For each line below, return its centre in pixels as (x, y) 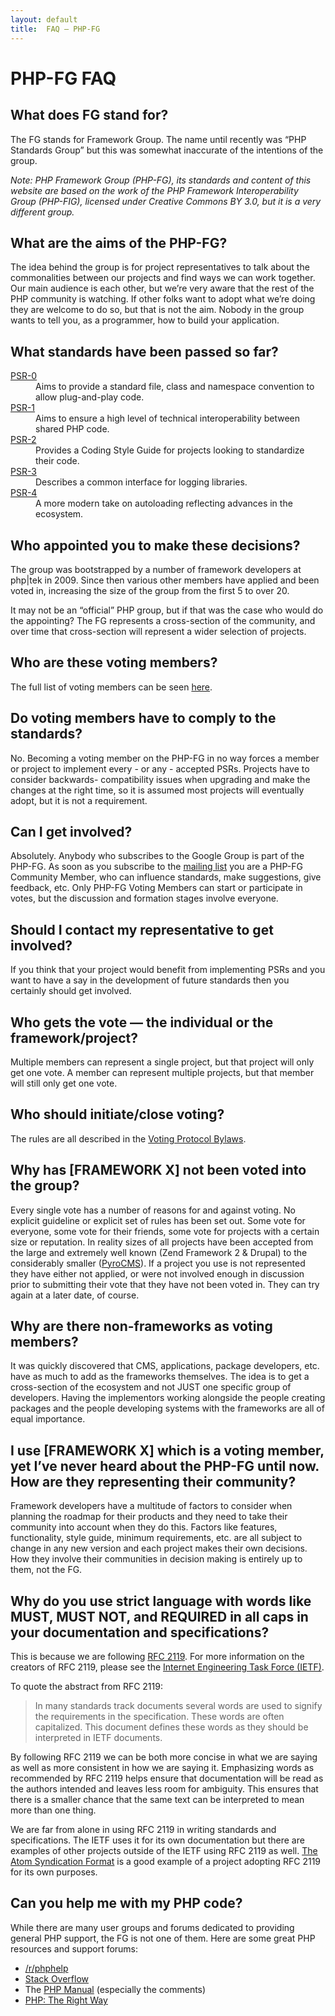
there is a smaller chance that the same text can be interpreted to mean (157, 1800)
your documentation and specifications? (140, 1632)
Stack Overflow (57, 1978)
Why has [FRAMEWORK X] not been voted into (158, 1170)
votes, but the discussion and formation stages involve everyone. (144, 898)
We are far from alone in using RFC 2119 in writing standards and (143, 1830)
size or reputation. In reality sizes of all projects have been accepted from (162, 1242)
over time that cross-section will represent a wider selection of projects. (158, 631)
